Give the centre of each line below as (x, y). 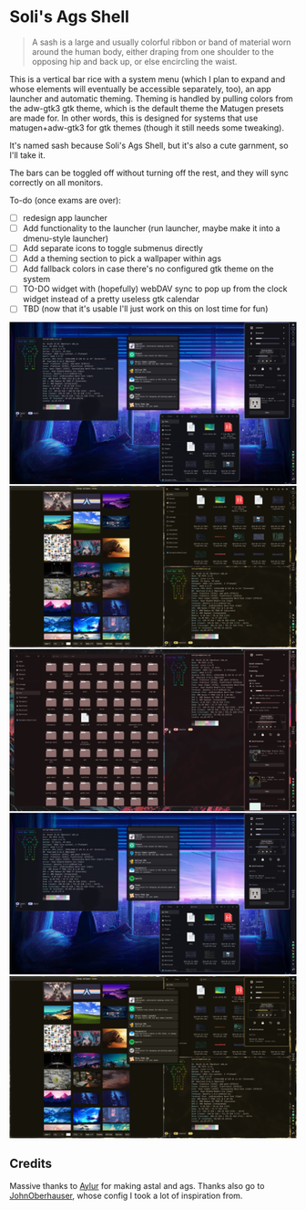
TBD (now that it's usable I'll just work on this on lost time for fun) (145, 309)
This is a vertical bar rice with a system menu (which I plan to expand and (148, 79)
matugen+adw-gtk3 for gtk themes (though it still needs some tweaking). (147, 127)
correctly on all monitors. (56, 182)
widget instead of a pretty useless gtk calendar (111, 300)
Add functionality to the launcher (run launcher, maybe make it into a (151, 228)
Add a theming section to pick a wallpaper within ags (122, 258)
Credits (31, 1164)
